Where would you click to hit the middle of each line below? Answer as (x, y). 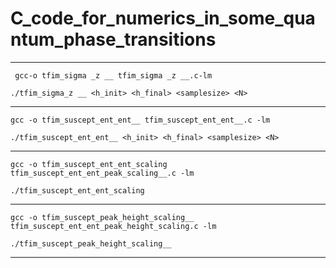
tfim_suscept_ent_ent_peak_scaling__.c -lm (102, 173)
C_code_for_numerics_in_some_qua (163, 18)
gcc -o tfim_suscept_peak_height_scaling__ (102, 217)
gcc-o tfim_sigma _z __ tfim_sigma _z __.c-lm (113, 75)
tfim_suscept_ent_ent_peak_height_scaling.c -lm (113, 226)
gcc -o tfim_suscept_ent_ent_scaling (89, 164)
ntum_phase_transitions (113, 39)
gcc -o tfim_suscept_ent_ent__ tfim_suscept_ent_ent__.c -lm (140, 120)
